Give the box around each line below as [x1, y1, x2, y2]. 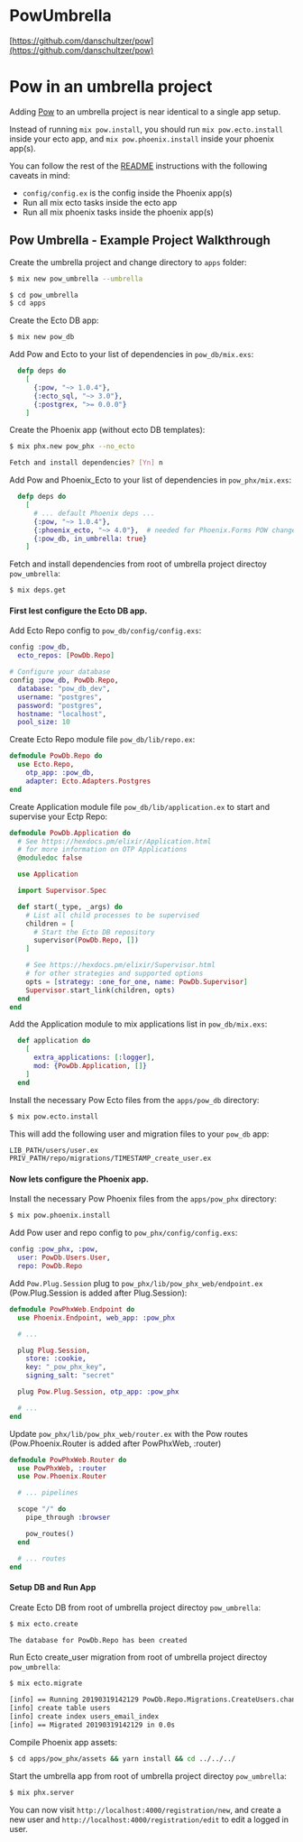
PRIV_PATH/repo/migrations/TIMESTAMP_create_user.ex [9, 1154, 212, 1164]
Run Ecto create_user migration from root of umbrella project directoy [9, 1652, 268, 1662]
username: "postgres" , [17, 692, 103, 702]
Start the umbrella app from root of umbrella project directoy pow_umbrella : [9, 1770, 287, 1782]
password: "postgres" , [17, 701, 103, 710]
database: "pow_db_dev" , [17, 684, 111, 693]
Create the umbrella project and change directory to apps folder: [9, 256, 247, 267]
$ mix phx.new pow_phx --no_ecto [9, 442, 135, 451]
